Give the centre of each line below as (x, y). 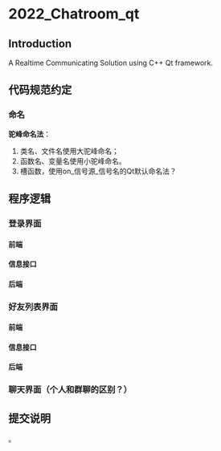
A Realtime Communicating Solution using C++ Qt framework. (111, 63)
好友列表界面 (33, 307)
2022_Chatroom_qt (74, 14)
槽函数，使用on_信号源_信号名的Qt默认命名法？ (98, 171)
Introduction (40, 44)
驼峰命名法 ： (29, 134)
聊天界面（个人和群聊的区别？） (70, 390)
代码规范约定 (40, 90)
